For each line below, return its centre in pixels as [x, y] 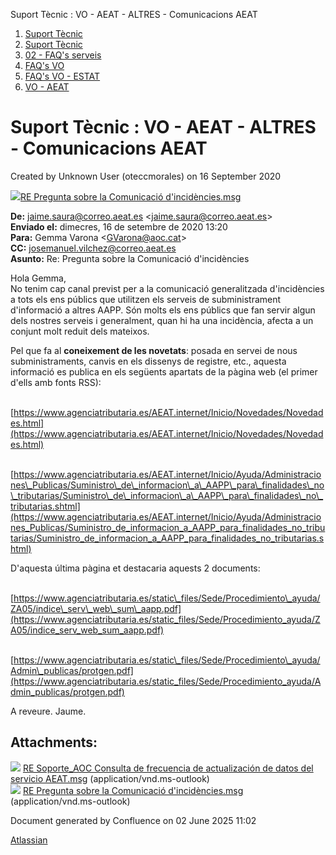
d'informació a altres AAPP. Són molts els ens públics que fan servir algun [163, 310]
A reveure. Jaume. [48, 711]
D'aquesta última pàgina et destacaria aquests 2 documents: [135, 568]
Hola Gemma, [38, 278]
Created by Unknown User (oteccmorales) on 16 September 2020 [146, 176]
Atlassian [29, 840]
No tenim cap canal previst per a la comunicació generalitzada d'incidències [167, 288]
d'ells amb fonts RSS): [56, 382]
